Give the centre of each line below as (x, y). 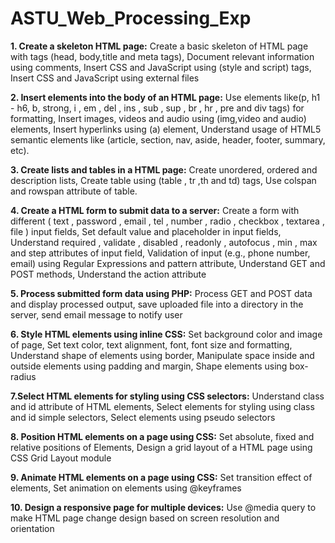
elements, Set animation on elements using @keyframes (126, 488)
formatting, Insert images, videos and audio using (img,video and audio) (158, 118)
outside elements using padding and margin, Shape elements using (149, 366)
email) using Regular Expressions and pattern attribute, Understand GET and (168, 263)
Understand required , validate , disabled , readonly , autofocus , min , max (164, 242)
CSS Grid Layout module (61, 458)
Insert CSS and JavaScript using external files (105, 78)
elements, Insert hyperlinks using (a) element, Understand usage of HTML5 (166, 129)
